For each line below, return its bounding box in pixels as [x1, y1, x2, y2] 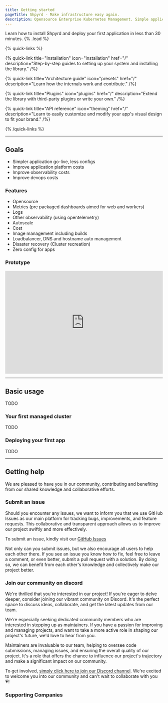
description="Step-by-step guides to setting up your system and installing [5, 61, 158, 67]
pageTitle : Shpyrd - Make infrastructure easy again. [5, 12, 120, 17]
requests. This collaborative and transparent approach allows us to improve [5, 520, 161, 527]
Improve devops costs [12, 175, 58, 181]
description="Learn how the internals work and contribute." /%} [5, 81, 137, 87]
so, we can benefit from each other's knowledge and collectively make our [5, 561, 159, 568]
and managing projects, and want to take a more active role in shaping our [5, 627, 158, 633]
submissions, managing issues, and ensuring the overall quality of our [5, 648, 149, 654]
